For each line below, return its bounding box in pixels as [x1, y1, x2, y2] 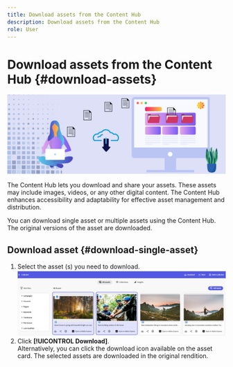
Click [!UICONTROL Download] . [17, 336, 110, 345]
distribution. [7, 203, 42, 212]
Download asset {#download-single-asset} [7, 244, 199, 256]
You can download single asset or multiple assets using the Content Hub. [7, 216, 216, 225]
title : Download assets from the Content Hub [7, 11, 141, 18]
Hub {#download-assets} [7, 71, 157, 87]
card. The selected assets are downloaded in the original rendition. [17, 351, 209, 360]
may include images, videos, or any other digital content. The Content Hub [7, 188, 220, 197]
